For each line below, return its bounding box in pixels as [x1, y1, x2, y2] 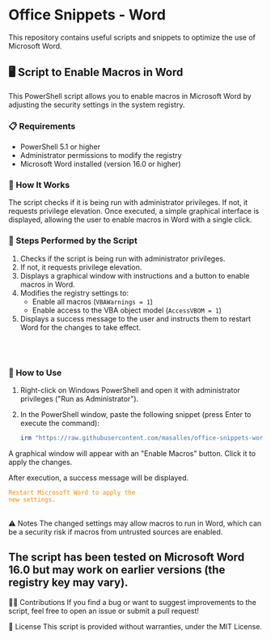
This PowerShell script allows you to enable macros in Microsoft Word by [8, 91, 252, 100]
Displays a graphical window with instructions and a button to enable [19, 271, 250, 280]
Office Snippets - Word [8, 6, 166, 24]
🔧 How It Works [8, 179, 70, 190]
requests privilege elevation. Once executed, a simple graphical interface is [8, 207, 260, 216]
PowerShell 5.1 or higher [19, 142, 101, 151]
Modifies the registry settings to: [19, 288, 129, 297]
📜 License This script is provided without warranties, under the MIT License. [8, 621, 263, 631]
